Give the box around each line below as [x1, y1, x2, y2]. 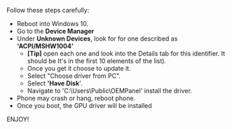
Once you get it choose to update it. [27, 64, 131, 72]
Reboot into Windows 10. [16, 20, 89, 27]
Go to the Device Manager [16, 27, 95, 35]
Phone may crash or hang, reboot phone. [16, 94, 136, 102]
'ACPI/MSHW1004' [16, 42, 74, 50]
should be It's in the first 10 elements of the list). [27, 57, 166, 65]
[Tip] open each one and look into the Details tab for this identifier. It [27, 49, 226, 57]
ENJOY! [6, 115, 29, 123]
